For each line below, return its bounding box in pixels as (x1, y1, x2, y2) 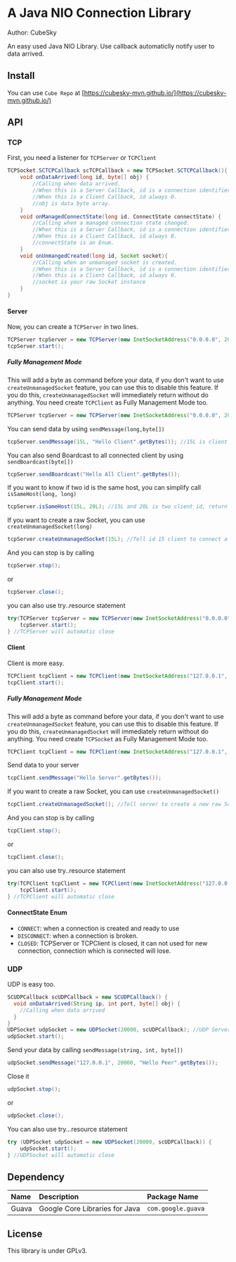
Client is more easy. (7, 659, 65, 667)
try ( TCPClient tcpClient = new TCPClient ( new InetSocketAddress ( (7, 879, 202, 887)
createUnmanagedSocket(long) (7, 524, 93, 531)
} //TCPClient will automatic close (7, 893, 114, 900)
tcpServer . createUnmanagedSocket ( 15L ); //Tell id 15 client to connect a (7, 536, 228, 543)
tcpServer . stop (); (7, 562, 61, 569)
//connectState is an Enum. (32, 240, 114, 247)
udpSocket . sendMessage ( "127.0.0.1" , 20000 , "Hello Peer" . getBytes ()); (7, 1059, 218, 1067)
